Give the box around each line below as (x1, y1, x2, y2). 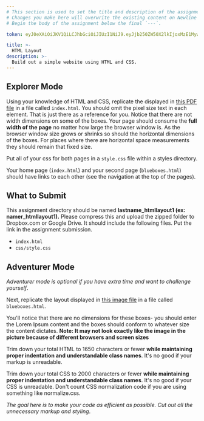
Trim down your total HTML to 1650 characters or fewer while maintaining (6, 346, 192, 353)
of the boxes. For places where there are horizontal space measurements (6, 136, 190, 143)
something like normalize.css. (6, 389, 81, 397)
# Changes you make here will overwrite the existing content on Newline (6, 15, 197, 21)
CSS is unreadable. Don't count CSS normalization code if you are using (6, 383, 187, 391)
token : (6, 31, 23, 37)
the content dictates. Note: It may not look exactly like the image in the (6, 327, 186, 335)
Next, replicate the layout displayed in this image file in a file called (6, 296, 173, 304)
